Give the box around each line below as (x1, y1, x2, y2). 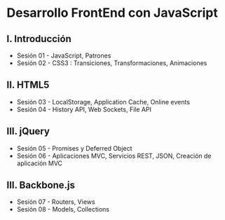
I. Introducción (6, 33, 71, 45)
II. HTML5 (6, 79, 50, 91)
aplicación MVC (16, 159, 63, 167)
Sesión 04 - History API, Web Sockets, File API (16, 105, 152, 114)
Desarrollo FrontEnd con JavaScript (6, 5, 219, 21)
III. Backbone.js (6, 179, 75, 191)
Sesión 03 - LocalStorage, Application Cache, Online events (16, 97, 191, 106)
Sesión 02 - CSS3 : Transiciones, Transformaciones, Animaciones (16, 59, 207, 67)
